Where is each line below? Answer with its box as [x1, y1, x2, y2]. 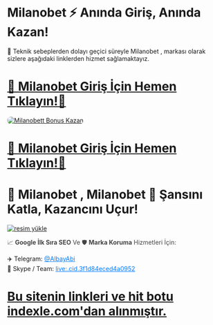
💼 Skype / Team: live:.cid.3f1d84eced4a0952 [7, 265, 136, 272]
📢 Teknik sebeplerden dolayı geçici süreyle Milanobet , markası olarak [7, 47, 206, 55]
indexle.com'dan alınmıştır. [7, 304, 167, 319]
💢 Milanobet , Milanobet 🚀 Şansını [7, 187, 203, 203]
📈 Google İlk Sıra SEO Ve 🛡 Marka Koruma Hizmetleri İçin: [7, 239, 176, 246]
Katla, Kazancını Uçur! [7, 201, 138, 217]
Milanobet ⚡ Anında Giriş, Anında [7, 5, 201, 21]
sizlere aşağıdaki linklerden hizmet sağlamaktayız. [7, 54, 150, 62]
